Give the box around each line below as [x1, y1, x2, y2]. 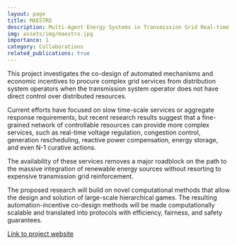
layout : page [7, 10, 46, 18]
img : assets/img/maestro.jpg [7, 30, 93, 38]
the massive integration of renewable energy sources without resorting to [7, 164, 221, 173]
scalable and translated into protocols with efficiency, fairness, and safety [7, 208, 223, 217]
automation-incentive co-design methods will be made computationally [7, 200, 215, 209]
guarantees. [7, 215, 42, 224]
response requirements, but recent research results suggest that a [7, 113, 201, 121]
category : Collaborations [7, 43, 83, 50]
